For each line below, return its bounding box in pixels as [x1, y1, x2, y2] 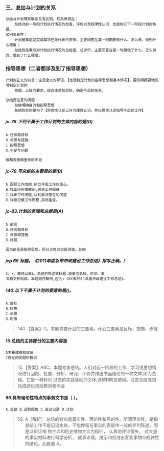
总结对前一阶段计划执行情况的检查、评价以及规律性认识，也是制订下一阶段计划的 [14, 22, 153, 27]
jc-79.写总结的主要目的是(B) [5, 168, 63, 174]
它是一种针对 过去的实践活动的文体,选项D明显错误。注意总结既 [26, 377, 152, 383]
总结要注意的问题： [5, 97, 39, 102]
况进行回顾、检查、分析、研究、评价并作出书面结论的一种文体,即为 [17, 370, 152, 376]
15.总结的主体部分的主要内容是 [5, 338, 68, 344]
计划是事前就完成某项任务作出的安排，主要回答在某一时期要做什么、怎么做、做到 [14, 38, 153, 43]
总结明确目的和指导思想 [14, 103, 55, 108]
